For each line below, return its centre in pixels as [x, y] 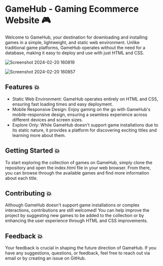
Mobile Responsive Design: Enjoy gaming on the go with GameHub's [81, 109]
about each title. [22, 178]
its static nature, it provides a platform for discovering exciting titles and [84, 130]
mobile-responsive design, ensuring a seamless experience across [80, 114]
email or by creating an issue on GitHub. [46, 258]
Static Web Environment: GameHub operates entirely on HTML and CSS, [85, 99]
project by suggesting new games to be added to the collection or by [75, 216]
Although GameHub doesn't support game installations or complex [72, 205]
